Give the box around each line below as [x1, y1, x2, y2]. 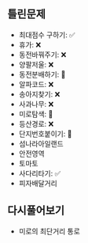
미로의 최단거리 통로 [18, 226, 80, 236]
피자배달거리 [18, 178, 58, 188]
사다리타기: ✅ [18, 169, 61, 178]
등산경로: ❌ [18, 119, 54, 128]
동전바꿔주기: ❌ [18, 50, 67, 59]
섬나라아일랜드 [18, 139, 64, 148]
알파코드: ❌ [18, 79, 54, 89]
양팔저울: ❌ [18, 59, 54, 69]
